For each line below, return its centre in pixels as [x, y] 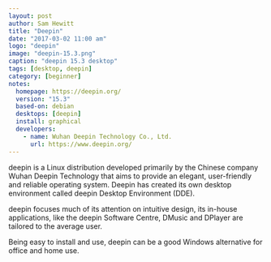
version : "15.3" [43, 99]
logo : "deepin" [34, 46]
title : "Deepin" [36, 31]
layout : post [30, 16]
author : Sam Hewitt [41, 24]
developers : [36, 129]
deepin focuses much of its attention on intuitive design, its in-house [123, 208]
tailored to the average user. [56, 226]
